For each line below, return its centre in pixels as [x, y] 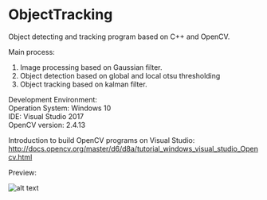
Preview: [23, 172]
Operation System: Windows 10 [60, 108]
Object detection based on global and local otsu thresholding [120, 75]
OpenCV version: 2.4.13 [47, 125]
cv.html [20, 157]
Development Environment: [53, 99]
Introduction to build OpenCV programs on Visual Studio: [102, 140]
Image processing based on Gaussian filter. [91, 67]
